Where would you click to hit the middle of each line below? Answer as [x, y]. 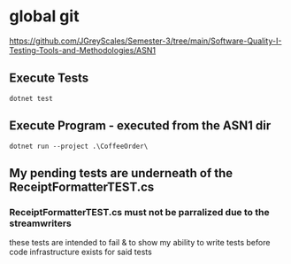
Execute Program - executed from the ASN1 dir [140, 126]
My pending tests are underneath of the [121, 173]
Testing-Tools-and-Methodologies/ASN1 [83, 50]
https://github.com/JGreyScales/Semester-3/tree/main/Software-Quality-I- [145, 41]
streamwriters [41, 223]
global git [44, 16]
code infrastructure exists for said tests [80, 252]
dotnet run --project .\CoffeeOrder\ [79, 146]
